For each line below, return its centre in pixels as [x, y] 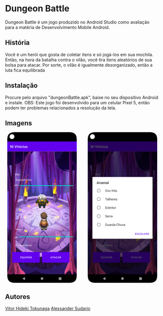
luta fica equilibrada [25, 70]
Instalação [22, 85]
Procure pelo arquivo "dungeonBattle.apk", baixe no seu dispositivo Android [82, 97]
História [18, 43]
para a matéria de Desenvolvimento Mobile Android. [58, 27]
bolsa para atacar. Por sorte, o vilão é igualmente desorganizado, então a [79, 65]
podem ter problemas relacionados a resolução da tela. [61, 108]
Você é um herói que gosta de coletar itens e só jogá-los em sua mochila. [79, 54]
